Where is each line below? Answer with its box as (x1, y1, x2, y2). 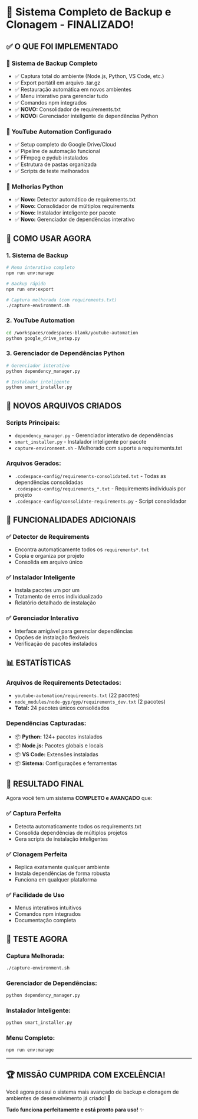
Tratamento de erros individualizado (14, 593, 103, 600)
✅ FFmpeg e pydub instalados (14, 154, 88, 161)
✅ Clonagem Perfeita (6, 850, 68, 858)
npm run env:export (6, 286, 54, 292)
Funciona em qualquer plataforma (14, 876, 97, 883)
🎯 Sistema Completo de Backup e (6, 5, 171, 19)
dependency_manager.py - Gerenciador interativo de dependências (14, 431, 174, 439)
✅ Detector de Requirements (6, 532, 90, 541)
